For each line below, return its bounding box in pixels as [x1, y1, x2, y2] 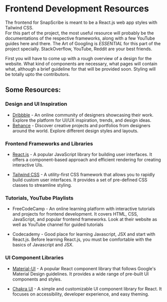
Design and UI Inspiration [5, 100, 68, 107]
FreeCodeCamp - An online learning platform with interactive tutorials [12, 206, 155, 212]
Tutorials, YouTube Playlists [5, 194, 74, 201]
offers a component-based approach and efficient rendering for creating [12, 156, 162, 162]
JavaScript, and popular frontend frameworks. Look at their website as [12, 217, 158, 223]
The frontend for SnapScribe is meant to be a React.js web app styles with [5, 19, 158, 25]
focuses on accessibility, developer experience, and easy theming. [12, 291, 149, 297]
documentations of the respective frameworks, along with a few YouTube [5, 35, 155, 41]
